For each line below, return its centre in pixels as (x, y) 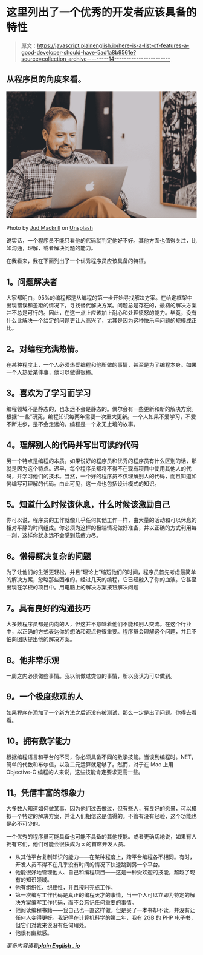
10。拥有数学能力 (39, 741)
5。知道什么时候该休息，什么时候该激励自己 (88, 505)
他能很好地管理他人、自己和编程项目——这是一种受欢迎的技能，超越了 (102, 872)
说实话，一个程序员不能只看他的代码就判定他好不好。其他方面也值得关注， (99, 241)
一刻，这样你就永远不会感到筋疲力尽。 (54, 535)
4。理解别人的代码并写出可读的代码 (72, 445)
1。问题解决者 (32, 282)
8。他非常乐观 (33, 660)
